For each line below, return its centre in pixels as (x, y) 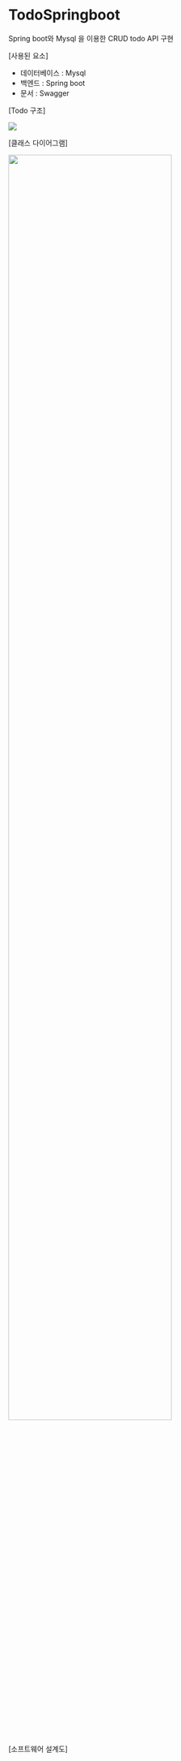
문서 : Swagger (45, 93)
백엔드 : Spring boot (53, 83)
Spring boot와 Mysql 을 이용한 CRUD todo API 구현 (91, 38)
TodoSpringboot (64, 15)
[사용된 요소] (28, 55)
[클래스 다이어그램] (38, 143)
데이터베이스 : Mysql (53, 73)
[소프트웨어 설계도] (38, 1749)
